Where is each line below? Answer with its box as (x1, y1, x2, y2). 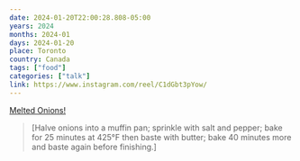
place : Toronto (9, 47, 67, 56)
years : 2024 (9, 22, 54, 31)
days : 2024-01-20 (9, 38, 75, 48)
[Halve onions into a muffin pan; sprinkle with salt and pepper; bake (31, 122, 284, 133)
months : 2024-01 (9, 30, 70, 39)
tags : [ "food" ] (9, 64, 67, 73)
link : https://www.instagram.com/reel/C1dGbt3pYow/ (9, 80, 207, 89)
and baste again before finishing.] (31, 141, 158, 152)
